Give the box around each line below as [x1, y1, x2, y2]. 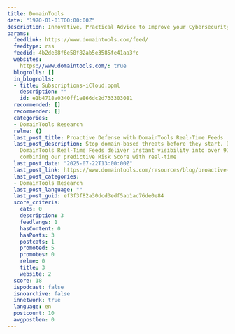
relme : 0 [20, 258, 45, 265]
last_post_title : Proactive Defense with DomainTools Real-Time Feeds [13, 134, 224, 141]
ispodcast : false [13, 284, 64, 291]
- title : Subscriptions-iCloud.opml [13, 82, 120, 89]
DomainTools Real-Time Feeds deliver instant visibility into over [20, 147, 220, 154]
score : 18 [13, 277, 42, 284]
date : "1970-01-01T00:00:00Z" [7, 17, 96, 24]
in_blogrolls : [13, 75, 55, 83]
